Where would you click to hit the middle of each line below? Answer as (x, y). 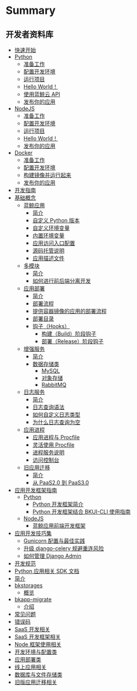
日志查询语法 (48, 407)
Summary (30, 11)
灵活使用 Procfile (53, 445)
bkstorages (28, 585)
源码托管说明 (48, 251)
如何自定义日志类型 (56, 414)
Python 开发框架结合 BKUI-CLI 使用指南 (81, 512)
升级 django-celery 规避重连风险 (64, 548)
